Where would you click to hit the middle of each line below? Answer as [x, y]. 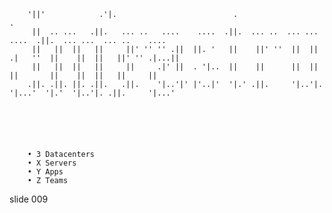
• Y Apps [45, 172]
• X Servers [52, 163]
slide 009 [29, 199]
